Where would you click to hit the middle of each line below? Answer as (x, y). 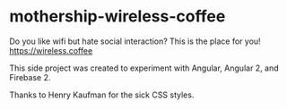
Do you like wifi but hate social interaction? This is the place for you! (135, 41)
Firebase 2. (30, 77)
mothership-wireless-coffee (117, 17)
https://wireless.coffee (51, 50)
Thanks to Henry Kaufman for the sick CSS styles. (102, 95)
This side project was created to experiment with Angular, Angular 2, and (144, 68)
